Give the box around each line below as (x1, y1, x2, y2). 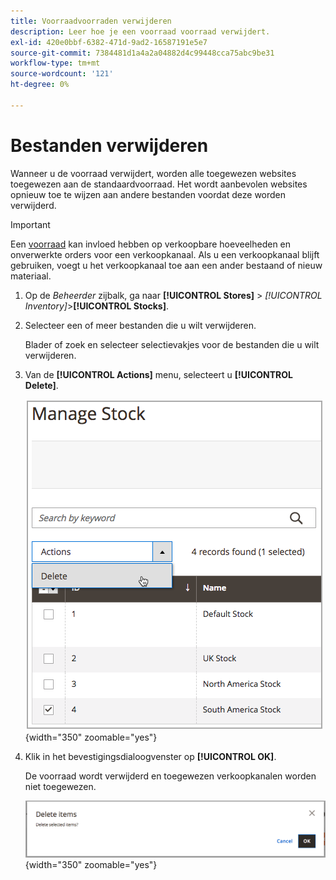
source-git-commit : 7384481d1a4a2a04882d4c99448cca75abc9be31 (10, 48, 275, 58)
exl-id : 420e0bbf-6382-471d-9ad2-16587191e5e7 (10, 37, 208, 47)
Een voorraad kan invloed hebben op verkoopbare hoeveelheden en (10, 238, 292, 250)
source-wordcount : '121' (10, 69, 114, 79)
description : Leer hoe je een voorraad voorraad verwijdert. (10, 26, 271, 37)
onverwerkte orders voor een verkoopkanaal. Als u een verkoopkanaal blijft (10, 248, 320, 260)
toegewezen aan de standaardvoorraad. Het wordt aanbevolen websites (10, 178, 308, 190)
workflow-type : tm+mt (10, 58, 101, 69)
